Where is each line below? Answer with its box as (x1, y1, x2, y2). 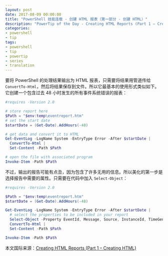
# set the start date (5, 118, 50, 123)
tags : (5, 40, 16, 45)
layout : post (5, 7, 32, 12)
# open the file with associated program (5, 155, 93, 160)
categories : (5, 26, 30, 31)
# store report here (5, 109, 48, 114)
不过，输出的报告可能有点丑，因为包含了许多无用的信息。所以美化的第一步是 (5, 169, 163, 175)
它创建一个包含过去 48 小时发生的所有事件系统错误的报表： (5, 90, 127, 96)
